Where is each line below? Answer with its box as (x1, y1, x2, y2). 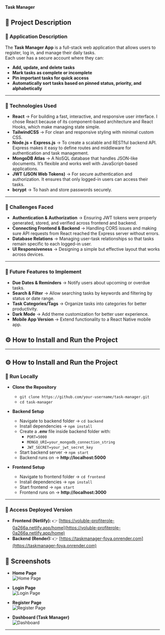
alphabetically (12, 85, 43, 91)
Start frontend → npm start (19, 484, 75, 490)
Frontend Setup (12, 464, 45, 470)
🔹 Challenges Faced (5, 203, 54, 210)
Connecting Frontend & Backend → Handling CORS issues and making (12, 225, 157, 231)
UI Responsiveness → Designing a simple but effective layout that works (12, 246, 160, 252)
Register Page (12, 600, 42, 605)
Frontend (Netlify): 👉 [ (12, 518, 60, 524)
